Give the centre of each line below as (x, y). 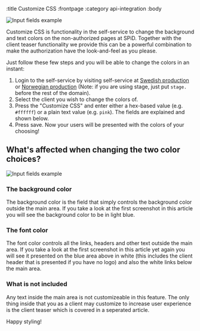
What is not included (37, 284)
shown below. (32, 118)
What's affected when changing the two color (93, 150)
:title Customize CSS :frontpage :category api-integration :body (84, 9)
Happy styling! (24, 321)
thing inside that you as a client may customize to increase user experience (99, 304)
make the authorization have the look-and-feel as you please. (81, 51)
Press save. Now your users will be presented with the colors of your (99, 125)
